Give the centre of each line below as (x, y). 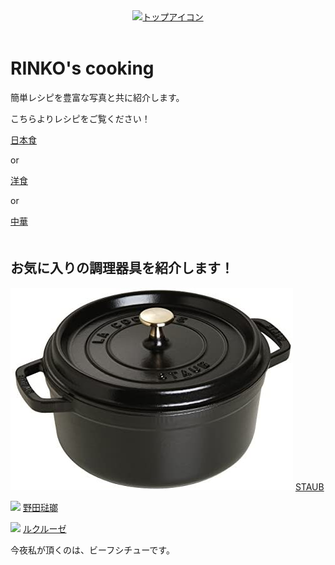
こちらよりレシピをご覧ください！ (80, 118)
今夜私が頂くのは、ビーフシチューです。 (92, 550)
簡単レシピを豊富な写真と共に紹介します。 (97, 97)
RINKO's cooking (82, 68)
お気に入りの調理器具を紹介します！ (122, 268)
